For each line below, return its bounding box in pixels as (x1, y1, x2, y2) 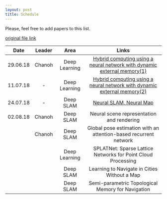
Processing (110, 157, 137, 164)
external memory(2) (99, 88, 147, 95)
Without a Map (106, 171, 141, 178)
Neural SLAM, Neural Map (92, 99, 154, 106)
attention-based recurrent (92, 131, 154, 138)
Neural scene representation (89, 110, 157, 117)
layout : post (5, 7, 32, 12)
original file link (5, 35, 36, 41)
